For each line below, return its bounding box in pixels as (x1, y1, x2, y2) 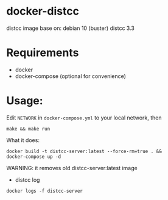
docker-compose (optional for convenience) (15, 72, 127, 80)
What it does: (6, 136, 40, 144)
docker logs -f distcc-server (6, 188, 83, 194)
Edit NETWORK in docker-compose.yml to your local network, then (6, 114, 162, 121)
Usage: (6, 94, 44, 108)
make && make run (6, 126, 51, 132)
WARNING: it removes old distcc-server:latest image (6, 164, 138, 171)
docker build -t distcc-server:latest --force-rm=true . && (6, 148, 163, 154)
